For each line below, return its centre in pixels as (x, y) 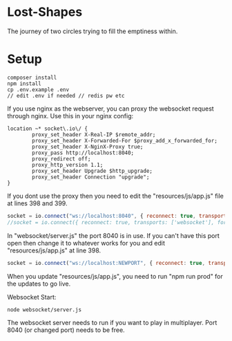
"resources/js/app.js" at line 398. (54, 250)
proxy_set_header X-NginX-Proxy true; (88, 147)
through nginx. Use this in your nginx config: (70, 116)
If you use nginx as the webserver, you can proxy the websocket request (110, 109)
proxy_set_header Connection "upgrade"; (91, 177)
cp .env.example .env (38, 90)
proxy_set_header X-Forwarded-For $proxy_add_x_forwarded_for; (125, 140)
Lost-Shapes (45, 12)
